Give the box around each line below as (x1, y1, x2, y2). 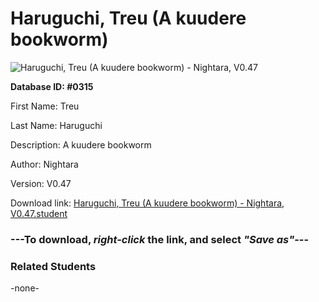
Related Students (10, 259, 97, 273)
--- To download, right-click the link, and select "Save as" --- (10, 232, 310, 246)
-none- (10, 282, 40, 294)
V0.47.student (10, 207, 68, 219)
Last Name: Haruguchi (10, 119, 103, 131)
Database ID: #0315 (10, 80, 94, 92)
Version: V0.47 (10, 177, 72, 189)
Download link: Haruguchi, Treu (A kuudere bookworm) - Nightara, (10, 197, 285, 209)
